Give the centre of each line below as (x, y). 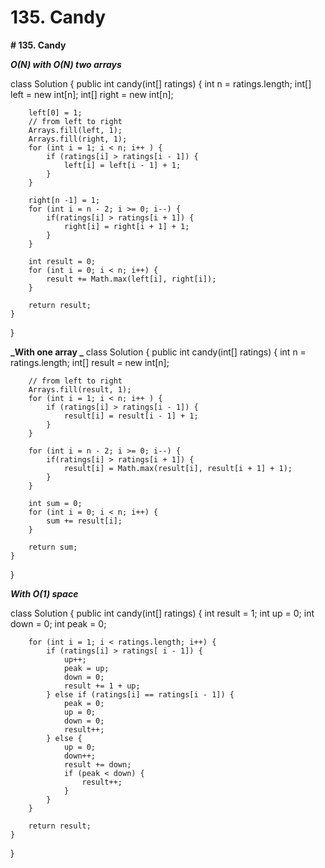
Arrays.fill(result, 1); (80, 389)
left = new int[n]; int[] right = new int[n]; (92, 94)
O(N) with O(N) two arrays (66, 64)
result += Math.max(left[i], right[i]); (131, 279)
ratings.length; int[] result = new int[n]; (90, 362)
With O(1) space (44, 593)
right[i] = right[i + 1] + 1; (126, 226)
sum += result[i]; (84, 521)
